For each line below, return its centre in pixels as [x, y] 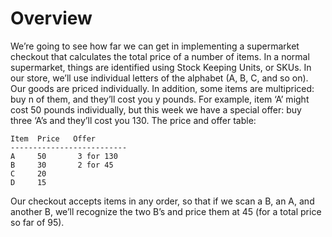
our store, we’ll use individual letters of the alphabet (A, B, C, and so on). [159, 78]
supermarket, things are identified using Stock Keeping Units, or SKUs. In [161, 67]
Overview [51, 18]
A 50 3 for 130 [64, 156]
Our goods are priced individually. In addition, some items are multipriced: [162, 88]
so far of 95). [37, 222]
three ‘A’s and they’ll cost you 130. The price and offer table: [133, 120]
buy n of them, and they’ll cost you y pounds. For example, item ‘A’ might [160, 99]
